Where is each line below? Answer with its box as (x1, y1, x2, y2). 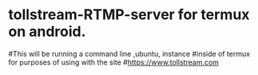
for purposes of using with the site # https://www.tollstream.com (8, 57, 220, 67)
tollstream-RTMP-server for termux (8, 6, 250, 24)
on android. (8, 22, 86, 41)
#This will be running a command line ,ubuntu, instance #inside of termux (8, 49, 250, 58)
